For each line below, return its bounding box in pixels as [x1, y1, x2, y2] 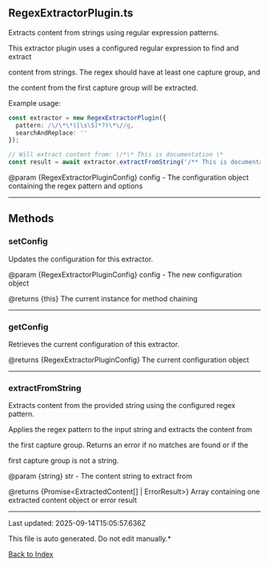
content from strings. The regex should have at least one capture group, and [8, 67, 261, 77]
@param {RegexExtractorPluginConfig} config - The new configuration [8, 269, 243, 279]
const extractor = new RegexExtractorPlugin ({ [8, 114, 167, 122]
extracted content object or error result [8, 495, 138, 505]
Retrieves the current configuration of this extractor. [8, 340, 180, 350]
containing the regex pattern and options [8, 181, 143, 191]
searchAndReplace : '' [15, 128, 88, 137]
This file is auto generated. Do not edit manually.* [8, 534, 172, 544]
